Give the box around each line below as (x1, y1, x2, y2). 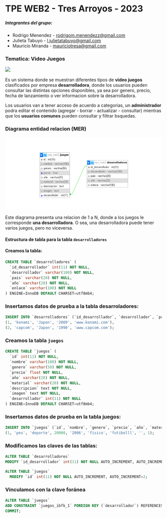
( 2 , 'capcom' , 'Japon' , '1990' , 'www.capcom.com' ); (5, 325, 114, 330)
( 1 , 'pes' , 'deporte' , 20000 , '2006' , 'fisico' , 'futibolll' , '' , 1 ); (5, 430, 155, 436)
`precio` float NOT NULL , (9, 370, 64, 375)
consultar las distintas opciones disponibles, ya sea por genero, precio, (5, 88, 152, 94)
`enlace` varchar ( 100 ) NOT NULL (9, 286, 77, 291)
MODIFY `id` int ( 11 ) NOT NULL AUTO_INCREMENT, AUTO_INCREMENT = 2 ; (9, 474, 148, 479)
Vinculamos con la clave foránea (5, 486, 86, 493)
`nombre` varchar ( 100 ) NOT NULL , (9, 360, 79, 365)
